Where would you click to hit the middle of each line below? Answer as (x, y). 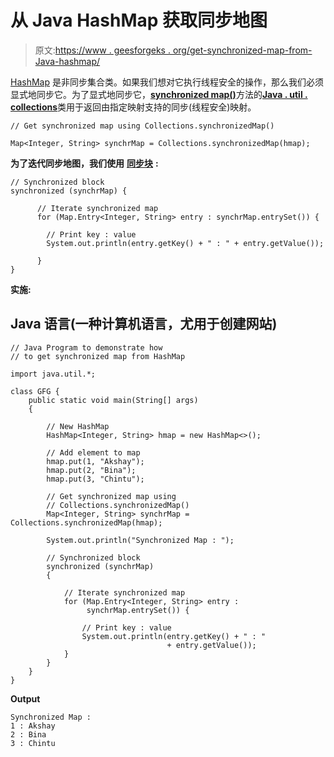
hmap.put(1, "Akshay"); (95, 461)
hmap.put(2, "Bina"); (91, 470)
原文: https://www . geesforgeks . (102, 50)
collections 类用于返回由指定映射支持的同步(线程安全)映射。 (133, 107)
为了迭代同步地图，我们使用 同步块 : (84, 163)
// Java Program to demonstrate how (86, 347)
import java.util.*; (53, 374)
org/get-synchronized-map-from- (242, 50)
